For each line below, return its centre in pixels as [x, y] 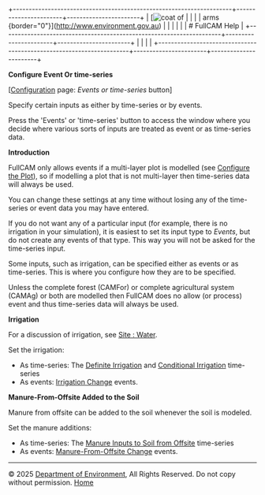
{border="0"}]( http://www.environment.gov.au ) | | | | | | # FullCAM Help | [126, 26]
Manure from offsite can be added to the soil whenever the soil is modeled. [130, 412]
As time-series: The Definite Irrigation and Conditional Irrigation [123, 365]
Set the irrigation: [36, 350]
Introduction [29, 152]
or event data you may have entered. [90, 208]
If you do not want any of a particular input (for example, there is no [118, 223]
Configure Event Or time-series [61, 74]
